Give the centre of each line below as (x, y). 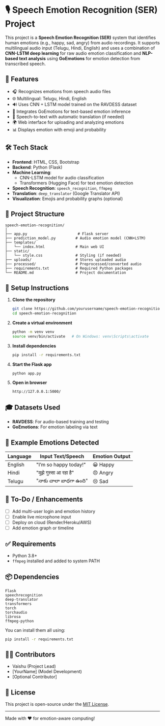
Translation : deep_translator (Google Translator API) (66, 193)
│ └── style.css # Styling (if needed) (63, 256)
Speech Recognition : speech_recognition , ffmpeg (62, 188)
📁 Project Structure (35, 214)
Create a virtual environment (42, 323)
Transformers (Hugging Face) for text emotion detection (76, 183)
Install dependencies (34, 346)
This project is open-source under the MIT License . (57, 704)
